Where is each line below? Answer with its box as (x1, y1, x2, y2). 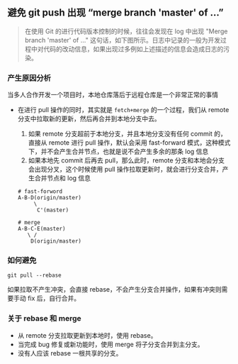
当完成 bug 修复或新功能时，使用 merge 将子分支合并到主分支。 (17, 340, 204, 348)
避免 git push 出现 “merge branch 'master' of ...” (7, 6, 224, 19)
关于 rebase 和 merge (7, 314, 81, 324)
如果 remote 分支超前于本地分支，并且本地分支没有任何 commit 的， (28, 130, 227, 138)
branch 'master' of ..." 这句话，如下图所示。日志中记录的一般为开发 (24, 35, 221, 44)
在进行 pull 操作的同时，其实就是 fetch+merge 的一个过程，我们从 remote (17, 106, 229, 114)
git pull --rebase (7, 272, 62, 279)
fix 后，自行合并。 (27, 294, 81, 303)
